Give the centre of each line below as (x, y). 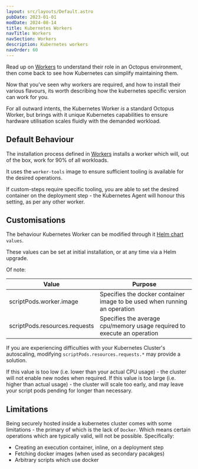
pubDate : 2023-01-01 (32, 17)
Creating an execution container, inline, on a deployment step (89, 447)
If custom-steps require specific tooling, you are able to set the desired (92, 189)
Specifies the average (130, 319)
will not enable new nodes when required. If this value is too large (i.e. (91, 378)
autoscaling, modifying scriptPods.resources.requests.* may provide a (93, 354)
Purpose (144, 284)
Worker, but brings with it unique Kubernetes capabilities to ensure (87, 114)
